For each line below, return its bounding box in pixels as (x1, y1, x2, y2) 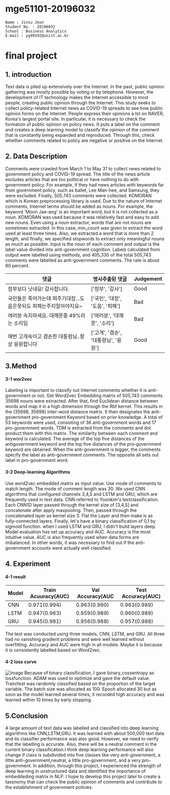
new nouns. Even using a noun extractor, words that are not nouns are (5, 219, 152, 226)
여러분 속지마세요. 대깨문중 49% (8, 312, 81, 319)
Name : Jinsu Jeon (5, 20, 44, 25)
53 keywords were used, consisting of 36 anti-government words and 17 (5, 419, 156, 426)
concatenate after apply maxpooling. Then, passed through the (5, 507, 137, 513)
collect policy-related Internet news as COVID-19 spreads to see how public (5, 105, 163, 111)
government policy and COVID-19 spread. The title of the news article (5, 171, 150, 177)
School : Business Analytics (5, 28, 67, 33)
